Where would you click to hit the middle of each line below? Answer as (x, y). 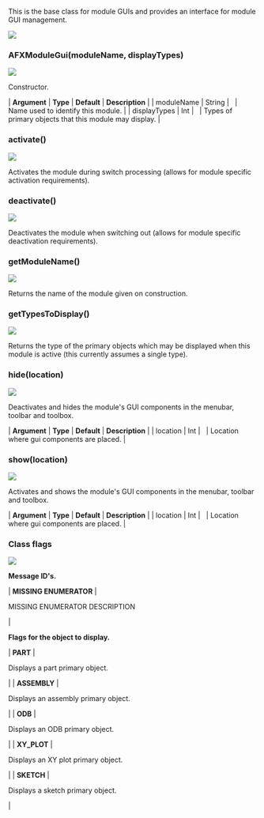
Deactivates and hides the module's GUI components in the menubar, (121, 407)
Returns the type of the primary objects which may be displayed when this (129, 346)
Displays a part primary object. (58, 668)
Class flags (30, 544)
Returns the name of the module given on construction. (98, 294)
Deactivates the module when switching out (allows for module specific (124, 232)
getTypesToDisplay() (49, 314)
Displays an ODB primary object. (61, 729)
